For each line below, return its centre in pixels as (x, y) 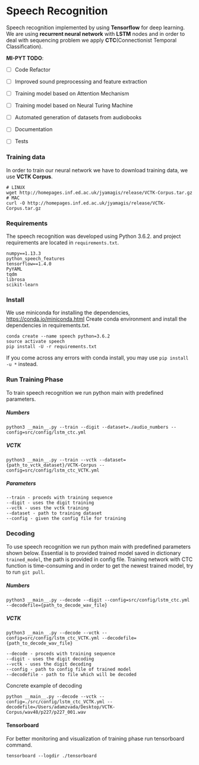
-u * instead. (22, 364)
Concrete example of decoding (44, 685)
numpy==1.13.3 (24, 253)
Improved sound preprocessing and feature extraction (81, 81)
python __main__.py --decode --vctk (51, 696)
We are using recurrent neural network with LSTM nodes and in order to (96, 33)
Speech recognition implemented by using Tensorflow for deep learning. (96, 27)
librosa (16, 279)
